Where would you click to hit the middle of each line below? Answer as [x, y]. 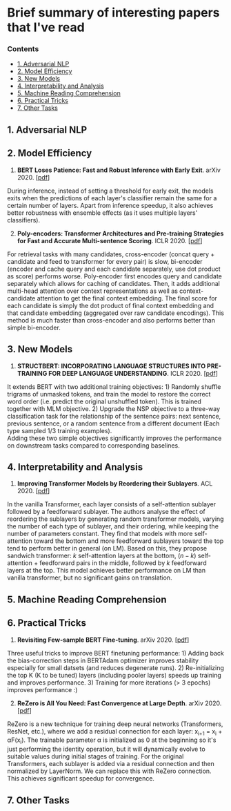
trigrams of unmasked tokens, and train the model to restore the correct [109, 394]
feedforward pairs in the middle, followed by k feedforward [123, 563]
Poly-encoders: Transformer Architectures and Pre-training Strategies [120, 233]
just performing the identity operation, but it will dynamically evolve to [106, 749]
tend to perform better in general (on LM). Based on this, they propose [107, 548]
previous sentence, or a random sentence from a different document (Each [113, 423]
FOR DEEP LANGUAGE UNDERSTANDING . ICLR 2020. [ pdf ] [133, 373]
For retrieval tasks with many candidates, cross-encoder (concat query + [111, 254]
